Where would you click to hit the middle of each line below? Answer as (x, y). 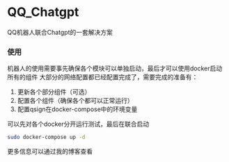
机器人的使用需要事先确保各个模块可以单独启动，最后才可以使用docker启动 (115, 68)
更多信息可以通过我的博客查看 (50, 152)
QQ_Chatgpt (43, 12)
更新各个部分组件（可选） (54, 92)
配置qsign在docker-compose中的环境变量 (77, 109)
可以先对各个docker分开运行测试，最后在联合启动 (78, 124)
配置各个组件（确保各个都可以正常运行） (75, 101)
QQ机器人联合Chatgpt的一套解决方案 (60, 32)
